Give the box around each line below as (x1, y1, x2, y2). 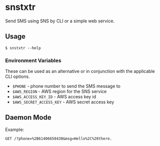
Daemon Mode (5, 113, 52, 122)
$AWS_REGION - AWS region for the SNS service (12, 88, 107, 94)
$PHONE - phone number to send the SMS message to (12, 83, 121, 89)
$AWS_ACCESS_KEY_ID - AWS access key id (12, 94, 96, 100)
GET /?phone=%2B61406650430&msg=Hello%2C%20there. (5, 136, 112, 141)
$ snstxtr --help (5, 45, 41, 51)
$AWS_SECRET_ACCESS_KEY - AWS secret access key (12, 99, 114, 105)
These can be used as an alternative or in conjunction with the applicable (5, 69, 155, 74)
